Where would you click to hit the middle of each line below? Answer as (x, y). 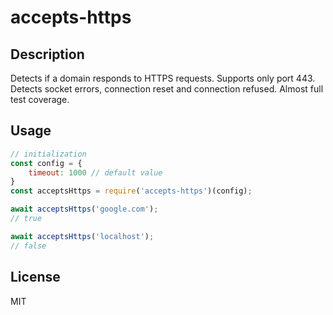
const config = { (46, 163)
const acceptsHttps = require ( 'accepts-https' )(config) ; (131, 191)
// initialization (48, 154)
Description (47, 54)
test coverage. (40, 99)
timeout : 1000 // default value (95, 172)
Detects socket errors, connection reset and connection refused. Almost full (167, 89)
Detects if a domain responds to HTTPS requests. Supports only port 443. (163, 78)
